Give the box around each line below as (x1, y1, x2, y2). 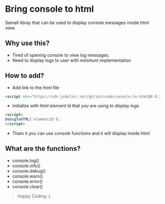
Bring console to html (5, 3, 94, 15)
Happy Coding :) (17, 193, 51, 199)
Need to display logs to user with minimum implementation (12, 57, 131, 63)
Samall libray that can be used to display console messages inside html (5, 20, 149, 25)
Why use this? (5, 39, 50, 48)
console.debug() (12, 168, 46, 174)
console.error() (12, 178, 43, 184)
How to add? (5, 72, 44, 80)
